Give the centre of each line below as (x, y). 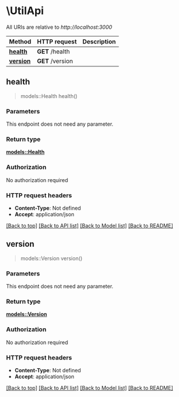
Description (99, 41)
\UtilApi (25, 11)
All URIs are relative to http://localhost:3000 (59, 27)
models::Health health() (49, 96)
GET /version (55, 61)
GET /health (54, 51)
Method (20, 41)
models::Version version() (51, 258)
